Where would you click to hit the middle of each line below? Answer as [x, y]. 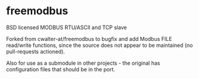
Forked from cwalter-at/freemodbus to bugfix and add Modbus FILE [89, 39]
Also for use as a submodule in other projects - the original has [83, 63]
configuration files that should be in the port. [61, 69]
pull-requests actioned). [36, 51]
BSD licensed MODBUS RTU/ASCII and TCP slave [67, 27]
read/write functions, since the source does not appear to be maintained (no [99, 45]
